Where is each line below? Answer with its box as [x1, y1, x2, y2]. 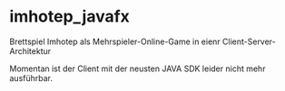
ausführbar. [9, 72, 53, 83]
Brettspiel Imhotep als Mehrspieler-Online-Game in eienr [9, 36, 221, 47]
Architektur [9, 45, 52, 56]
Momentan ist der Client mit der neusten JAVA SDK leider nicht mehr [9, 63, 266, 74]
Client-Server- [221, 36, 277, 47]
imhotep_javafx [9, 6, 130, 27]
